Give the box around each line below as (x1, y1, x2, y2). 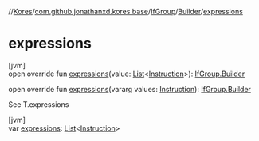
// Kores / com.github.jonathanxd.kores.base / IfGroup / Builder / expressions (8, 7, 243, 16)
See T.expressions (8, 99, 69, 109)
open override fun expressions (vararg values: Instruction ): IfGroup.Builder (8, 84, 251, 93)
